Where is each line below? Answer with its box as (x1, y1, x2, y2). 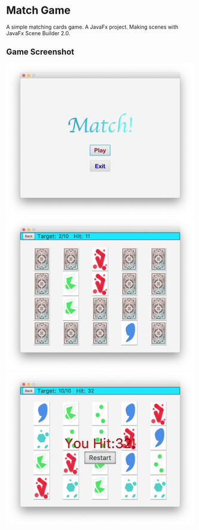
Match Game (6, 4, 71, 17)
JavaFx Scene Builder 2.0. (6, 29, 70, 36)
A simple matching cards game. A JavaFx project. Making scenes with (6, 23, 179, 30)
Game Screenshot (6, 47, 74, 57)
